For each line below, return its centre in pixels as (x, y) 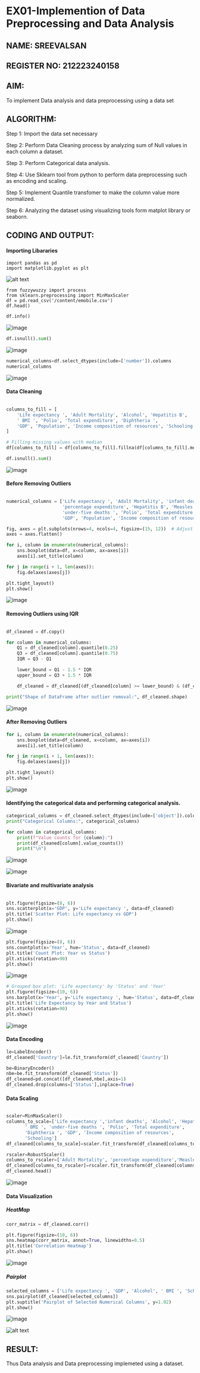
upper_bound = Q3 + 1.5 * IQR (54, 675)
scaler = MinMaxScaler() (34, 1116)
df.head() (18, 306)
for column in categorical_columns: (51, 832)
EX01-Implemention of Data (76, 11)
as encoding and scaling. (37, 181)
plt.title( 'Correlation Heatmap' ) (49, 1246)
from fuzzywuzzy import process (46, 290)
